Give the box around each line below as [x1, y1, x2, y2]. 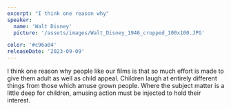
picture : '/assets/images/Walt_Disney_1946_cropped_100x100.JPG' [13, 29, 205, 36]
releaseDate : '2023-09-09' [7, 48, 85, 55]
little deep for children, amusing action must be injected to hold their [7, 89, 201, 97]
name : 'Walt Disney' [13, 23, 72, 30]
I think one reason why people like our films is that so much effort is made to [7, 67, 224, 75]
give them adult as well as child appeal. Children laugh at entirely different [7, 74, 217, 82]
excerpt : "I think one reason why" [7, 10, 110, 17]
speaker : [7, 16, 32, 23]
